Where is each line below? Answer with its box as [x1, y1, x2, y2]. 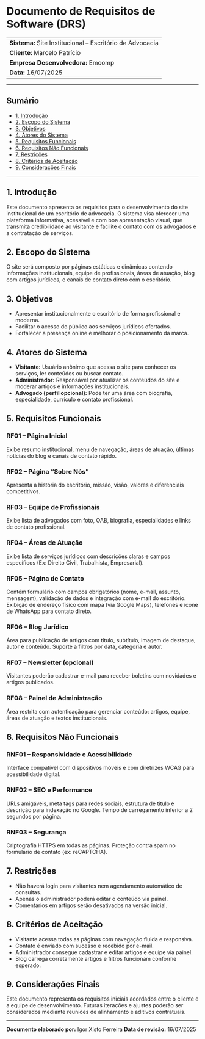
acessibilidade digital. [6, 770, 61, 778]
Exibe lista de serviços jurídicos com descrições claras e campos [6, 552, 171, 560]
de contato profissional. [6, 523, 66, 530]
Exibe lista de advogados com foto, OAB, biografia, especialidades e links [6, 517, 191, 524]
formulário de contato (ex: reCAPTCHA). [6, 849, 108, 856]
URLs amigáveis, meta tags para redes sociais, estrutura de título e [6, 800, 174, 807]
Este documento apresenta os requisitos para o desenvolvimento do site [6, 203, 188, 211]
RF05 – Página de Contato [6, 574, 84, 582]
